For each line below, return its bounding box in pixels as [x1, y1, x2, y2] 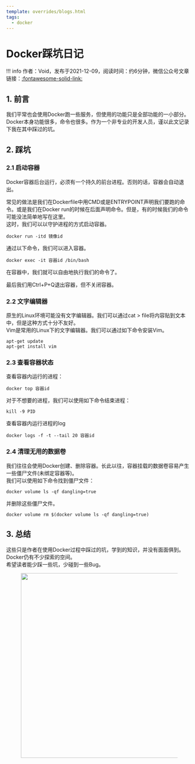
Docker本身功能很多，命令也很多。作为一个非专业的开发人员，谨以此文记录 [6, 118, 190, 125]
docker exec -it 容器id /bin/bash [6, 257, 90, 263]
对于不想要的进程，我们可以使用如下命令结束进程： [6, 397, 131, 404]
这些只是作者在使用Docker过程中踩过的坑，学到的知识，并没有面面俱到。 [6, 546, 184, 553]
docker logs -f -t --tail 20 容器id [6, 433, 95, 439]
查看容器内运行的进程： [6, 373, 63, 380]
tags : [6, 14, 19, 20]
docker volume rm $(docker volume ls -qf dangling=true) [6, 512, 149, 517]
